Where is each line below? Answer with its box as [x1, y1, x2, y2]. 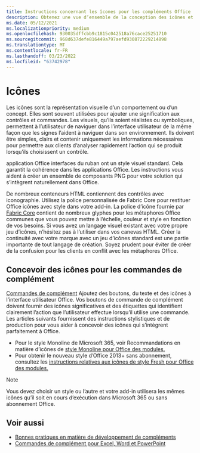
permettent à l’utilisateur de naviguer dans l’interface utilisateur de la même [6, 123, 192, 130]
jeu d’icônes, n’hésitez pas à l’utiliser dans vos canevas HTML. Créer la [6, 228, 181, 235]
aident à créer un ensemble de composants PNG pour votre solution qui [6, 172, 183, 179]
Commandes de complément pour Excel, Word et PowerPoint [14, 440, 166, 447]
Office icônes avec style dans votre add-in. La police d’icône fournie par [6, 203, 184, 210]
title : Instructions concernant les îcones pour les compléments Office [6, 8, 191, 15]
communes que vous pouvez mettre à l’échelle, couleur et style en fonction [6, 216, 191, 223]
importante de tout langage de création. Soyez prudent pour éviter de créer [6, 241, 192, 248]
